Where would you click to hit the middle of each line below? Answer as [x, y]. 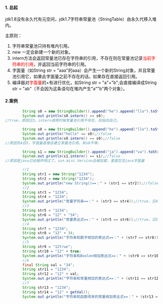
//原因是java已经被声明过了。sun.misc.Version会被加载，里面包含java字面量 [75, 161]
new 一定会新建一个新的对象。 [42, 52]
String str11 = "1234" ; [46, 269]
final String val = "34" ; [49, 265]
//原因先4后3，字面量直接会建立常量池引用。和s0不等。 [53, 143]
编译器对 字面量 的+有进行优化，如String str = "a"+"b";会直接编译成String [84, 82]
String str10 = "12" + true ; [52, 251]
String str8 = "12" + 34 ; [49, 233]
